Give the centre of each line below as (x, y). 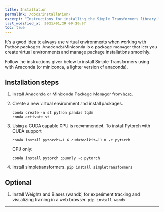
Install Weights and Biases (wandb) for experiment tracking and (76, 194)
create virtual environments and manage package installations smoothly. (78, 52)
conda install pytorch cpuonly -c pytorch (56, 158)
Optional (18, 182)
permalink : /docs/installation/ (38, 14)
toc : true (15, 28)
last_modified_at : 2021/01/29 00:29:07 (46, 23)
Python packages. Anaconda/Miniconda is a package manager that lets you (81, 47)
